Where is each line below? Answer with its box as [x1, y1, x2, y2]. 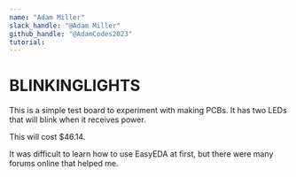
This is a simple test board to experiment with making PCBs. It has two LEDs [9, 105, 288, 116]
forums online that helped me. [9, 158, 119, 169]
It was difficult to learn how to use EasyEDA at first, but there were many [9, 149, 274, 159]
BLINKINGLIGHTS [9, 76, 141, 96]
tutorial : [9, 37, 46, 47]
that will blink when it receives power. [9, 114, 146, 125]
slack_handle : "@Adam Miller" [9, 21, 121, 30]
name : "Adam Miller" [9, 12, 86, 22]
